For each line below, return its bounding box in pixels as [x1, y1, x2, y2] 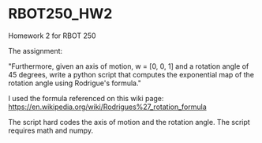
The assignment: [8, 46, 63, 55]
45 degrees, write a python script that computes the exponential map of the [8, 70, 255, 79]
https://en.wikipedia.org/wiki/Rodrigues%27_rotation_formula [8, 102, 207, 111]
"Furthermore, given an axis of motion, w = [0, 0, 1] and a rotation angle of [8, 61, 249, 71]
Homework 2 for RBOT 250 [8, 31, 96, 40]
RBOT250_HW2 [8, 5, 113, 23]
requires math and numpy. [8, 126, 93, 135]
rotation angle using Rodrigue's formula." [8, 78, 142, 88]
